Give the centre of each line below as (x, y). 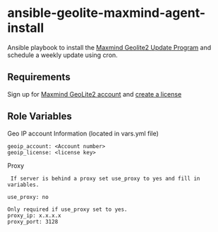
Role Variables (40, 117)
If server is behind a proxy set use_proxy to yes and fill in (105, 178)
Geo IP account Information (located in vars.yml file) (83, 133)
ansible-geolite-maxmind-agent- (107, 13)
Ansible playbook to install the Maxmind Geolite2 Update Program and (109, 47)
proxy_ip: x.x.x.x (34, 215)
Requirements (39, 77)
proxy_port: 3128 (33, 221)
